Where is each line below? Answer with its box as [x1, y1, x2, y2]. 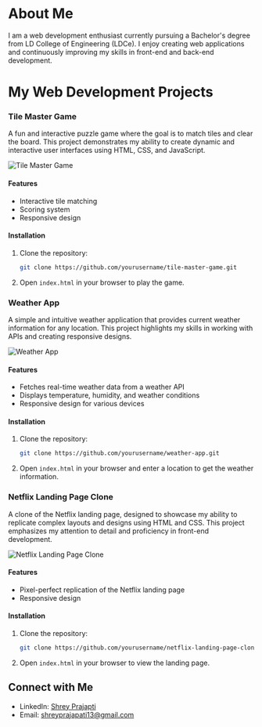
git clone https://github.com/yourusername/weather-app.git [19, 449, 220, 457]
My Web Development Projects [8, 83, 214, 101]
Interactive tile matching [19, 196, 98, 205]
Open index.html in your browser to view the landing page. [19, 658, 210, 667]
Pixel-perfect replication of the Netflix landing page [19, 585, 185, 594]
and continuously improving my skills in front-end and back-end [8, 47, 214, 56]
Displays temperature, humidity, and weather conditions [19, 391, 200, 400]
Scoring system [19, 205, 70, 214]
